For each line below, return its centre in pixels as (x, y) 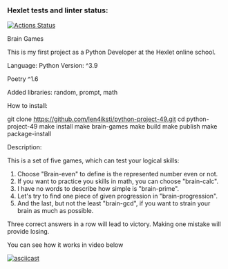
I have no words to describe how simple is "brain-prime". (98, 189)
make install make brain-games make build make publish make (128, 127)
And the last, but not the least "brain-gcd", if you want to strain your (114, 203)
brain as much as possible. (55, 211)
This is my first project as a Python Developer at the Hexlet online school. (112, 52)
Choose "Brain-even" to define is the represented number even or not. (117, 174)
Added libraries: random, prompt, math (63, 93)
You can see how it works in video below (65, 245)
